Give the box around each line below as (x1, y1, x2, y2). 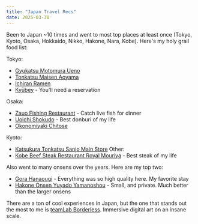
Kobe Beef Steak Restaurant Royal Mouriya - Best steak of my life (14, 151, 177, 159)
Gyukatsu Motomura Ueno (14, 67, 80, 74)
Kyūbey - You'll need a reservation (14, 86, 101, 93)
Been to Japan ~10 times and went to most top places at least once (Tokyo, (6, 31, 193, 38)
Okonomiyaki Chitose (14, 122, 68, 129)
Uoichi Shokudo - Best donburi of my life (14, 115, 116, 123)
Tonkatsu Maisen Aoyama (14, 73, 79, 80)
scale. (6, 212, 21, 219)
